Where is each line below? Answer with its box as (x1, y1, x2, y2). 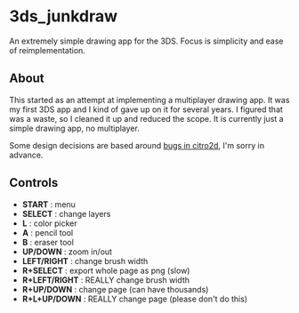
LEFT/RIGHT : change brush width (21, 255, 149, 266)
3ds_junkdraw (9, 6, 118, 27)
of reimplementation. (9, 44, 86, 55)
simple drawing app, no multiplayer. (9, 123, 140, 133)
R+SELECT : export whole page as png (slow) (21, 265, 190, 276)
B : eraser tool (21, 237, 74, 247)
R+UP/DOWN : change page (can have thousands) (21, 284, 209, 294)
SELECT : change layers (21, 208, 111, 219)
